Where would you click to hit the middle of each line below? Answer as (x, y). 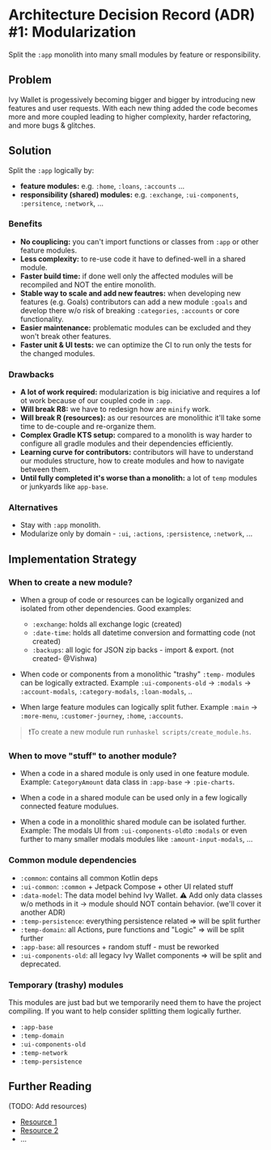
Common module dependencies (73, 860)
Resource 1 (38, 1122)
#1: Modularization (72, 32)
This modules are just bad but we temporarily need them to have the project (135, 1003)
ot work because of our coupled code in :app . (96, 401)
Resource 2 (39, 1130)
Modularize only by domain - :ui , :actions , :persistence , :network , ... (136, 534)
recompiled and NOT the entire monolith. (88, 284)
